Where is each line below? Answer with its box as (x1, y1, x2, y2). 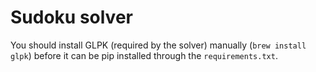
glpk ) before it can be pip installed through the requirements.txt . (10, 49, 278, 61)
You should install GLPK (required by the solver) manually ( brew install (10, 39, 307, 51)
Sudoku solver (10, 6, 133, 29)
